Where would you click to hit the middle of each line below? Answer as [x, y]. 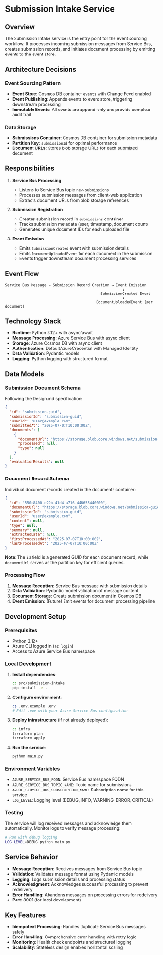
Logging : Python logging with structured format [60, 359]
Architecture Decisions [41, 69]
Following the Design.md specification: [44, 399]
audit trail [21, 114]
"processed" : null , [37, 444]
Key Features [25, 915]
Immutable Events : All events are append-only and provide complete [81, 109]
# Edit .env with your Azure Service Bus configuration [70, 711]
